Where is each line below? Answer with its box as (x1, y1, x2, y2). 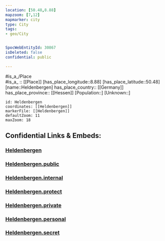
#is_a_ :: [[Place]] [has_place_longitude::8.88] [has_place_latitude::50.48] (5, 78, 160, 85)
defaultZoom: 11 (5, 113, 40, 118)
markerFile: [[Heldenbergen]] (5, 108, 70, 113)
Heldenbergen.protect (5, 188, 63, 195)
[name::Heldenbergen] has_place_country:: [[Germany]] (5, 84, 124, 90)
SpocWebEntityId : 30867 (5, 45, 56, 50)
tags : (5, 27, 17, 32)
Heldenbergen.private (5, 202, 61, 209)
